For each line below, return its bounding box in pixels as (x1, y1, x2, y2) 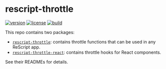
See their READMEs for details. (5, 59, 69, 65)
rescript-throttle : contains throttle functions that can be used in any (12, 38, 156, 45)
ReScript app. (12, 44, 41, 50)
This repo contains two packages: (5, 29, 75, 35)
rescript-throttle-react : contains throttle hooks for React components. (12, 49, 162, 55)
